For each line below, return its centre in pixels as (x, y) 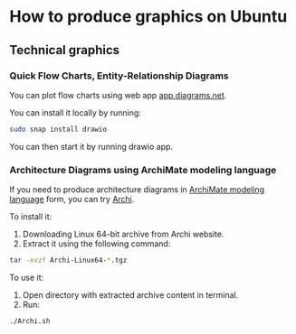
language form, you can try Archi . (72, 199)
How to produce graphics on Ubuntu (148, 17)
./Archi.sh (30, 321)
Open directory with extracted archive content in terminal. (130, 294)
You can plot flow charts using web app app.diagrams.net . (118, 95)
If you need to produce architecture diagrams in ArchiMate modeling (137, 190)
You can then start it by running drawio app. (91, 146)
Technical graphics (65, 50)
